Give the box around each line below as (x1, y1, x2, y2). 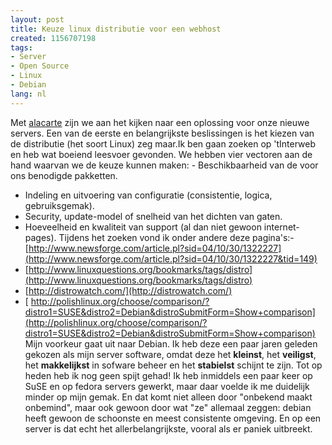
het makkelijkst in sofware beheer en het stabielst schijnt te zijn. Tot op (24, 359, 323, 371)
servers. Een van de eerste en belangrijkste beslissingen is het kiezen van (10, 127, 315, 139)
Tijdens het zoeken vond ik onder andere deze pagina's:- (58, 231, 295, 243)
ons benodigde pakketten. (10, 169, 118, 181)
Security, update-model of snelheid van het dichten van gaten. (24, 210, 283, 222)
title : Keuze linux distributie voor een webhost (10, 24, 222, 34)
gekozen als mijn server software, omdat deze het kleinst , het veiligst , (24, 348, 317, 360)
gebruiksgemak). (24, 199, 95, 211)
